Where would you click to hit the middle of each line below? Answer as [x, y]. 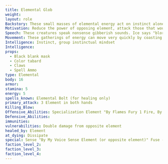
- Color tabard [25, 61]
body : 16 [14, 79]
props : [12, 51]
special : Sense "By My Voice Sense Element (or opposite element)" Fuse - [85, 140]
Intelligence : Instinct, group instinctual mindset [60, 42]
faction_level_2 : [23, 145]
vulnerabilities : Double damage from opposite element [63, 126]
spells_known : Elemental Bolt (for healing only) [58, 98]
